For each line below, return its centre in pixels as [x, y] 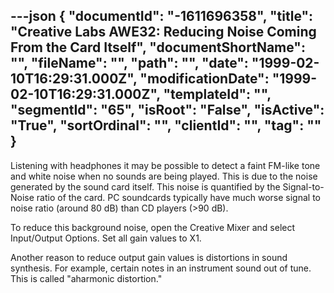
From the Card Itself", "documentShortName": [158, 47]
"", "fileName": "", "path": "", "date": [129, 63]
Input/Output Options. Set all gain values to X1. [106, 238]
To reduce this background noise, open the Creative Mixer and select [153, 227]
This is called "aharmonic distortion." [86, 278]
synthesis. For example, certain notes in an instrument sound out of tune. [161, 268]
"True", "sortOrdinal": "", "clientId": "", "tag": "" [166, 125]
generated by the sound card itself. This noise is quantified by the [145, 186]
